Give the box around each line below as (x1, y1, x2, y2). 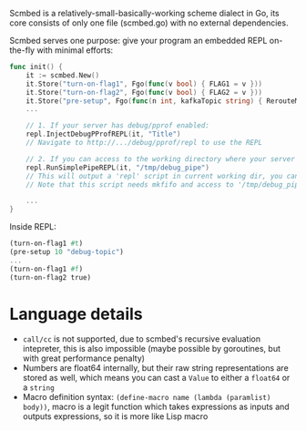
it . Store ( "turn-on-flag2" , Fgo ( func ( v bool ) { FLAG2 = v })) (25, 87, 263, 97)
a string (22, 382, 55, 393)
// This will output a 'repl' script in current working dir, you (25, 171, 283, 180)
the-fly (9, 45, 35, 56)
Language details (9, 303, 143, 324)
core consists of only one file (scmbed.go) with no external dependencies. (9, 17, 289, 28)
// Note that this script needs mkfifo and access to (25, 180, 234, 190)
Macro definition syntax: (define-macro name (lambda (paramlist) (22, 392, 271, 403)
